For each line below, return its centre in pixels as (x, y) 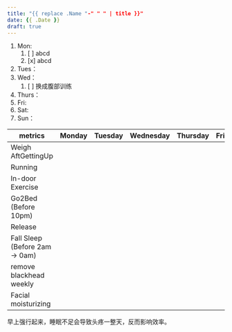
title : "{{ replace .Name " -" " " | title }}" (75, 13)
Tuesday (109, 136)
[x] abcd (39, 61)
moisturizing (31, 304)
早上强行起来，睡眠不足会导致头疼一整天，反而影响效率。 (89, 322)
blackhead (28, 275)
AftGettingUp (32, 156)
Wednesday (150, 136)
